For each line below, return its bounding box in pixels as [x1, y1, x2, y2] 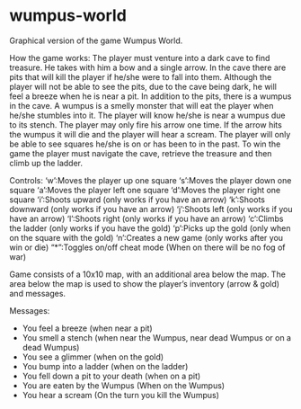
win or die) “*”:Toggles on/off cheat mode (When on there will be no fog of [9, 242, 286, 253]
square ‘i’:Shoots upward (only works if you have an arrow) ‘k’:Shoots [9, 194, 265, 205]
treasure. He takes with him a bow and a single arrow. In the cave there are [9, 62, 287, 73]
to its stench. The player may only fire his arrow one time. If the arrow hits [9, 119, 283, 130]
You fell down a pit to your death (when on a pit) [22, 370, 201, 381]
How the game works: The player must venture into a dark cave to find [9, 52, 270, 63]
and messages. [9, 288, 66, 298]
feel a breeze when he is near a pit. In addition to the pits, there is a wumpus [9, 91, 292, 102]
